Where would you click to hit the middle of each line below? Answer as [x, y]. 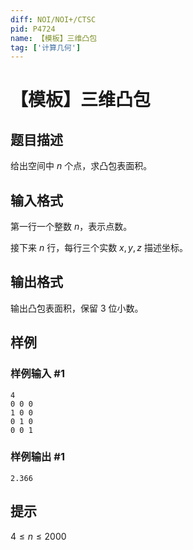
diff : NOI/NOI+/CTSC [53, 19]
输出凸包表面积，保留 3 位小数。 [77, 308]
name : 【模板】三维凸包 [54, 38]
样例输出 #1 [37, 457]
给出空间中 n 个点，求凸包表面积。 [81, 166]
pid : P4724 [33, 29]
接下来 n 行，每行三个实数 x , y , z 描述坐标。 [99, 248]
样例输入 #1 [37, 374]
